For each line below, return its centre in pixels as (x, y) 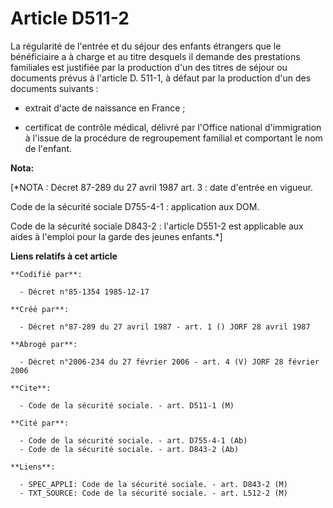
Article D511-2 (70, 18)
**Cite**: (31, 388)
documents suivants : (54, 88)
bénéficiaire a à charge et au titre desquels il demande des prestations (155, 56)
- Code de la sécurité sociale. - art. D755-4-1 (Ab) (133, 440)
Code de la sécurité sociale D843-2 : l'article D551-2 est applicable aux (157, 226)
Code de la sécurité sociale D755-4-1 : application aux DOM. (135, 206)
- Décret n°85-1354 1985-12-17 (84, 292)
